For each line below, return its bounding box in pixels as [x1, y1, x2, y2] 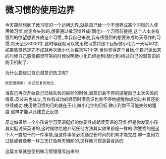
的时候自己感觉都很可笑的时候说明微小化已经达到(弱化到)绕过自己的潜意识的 [5, 53, 161, 59]
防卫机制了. [5, 59, 29, 65]
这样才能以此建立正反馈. [10, 108, 60, 114]
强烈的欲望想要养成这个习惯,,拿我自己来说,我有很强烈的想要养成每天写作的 [5, 34, 157, 40]
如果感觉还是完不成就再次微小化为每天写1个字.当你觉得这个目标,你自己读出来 [5, 47, 162, 53]
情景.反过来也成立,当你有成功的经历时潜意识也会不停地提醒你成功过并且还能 [5, 96, 160, 102]
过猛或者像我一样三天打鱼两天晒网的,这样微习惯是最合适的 [5, 138, 124, 144]
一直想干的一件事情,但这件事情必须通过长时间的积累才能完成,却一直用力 [13, 131, 160, 137]
